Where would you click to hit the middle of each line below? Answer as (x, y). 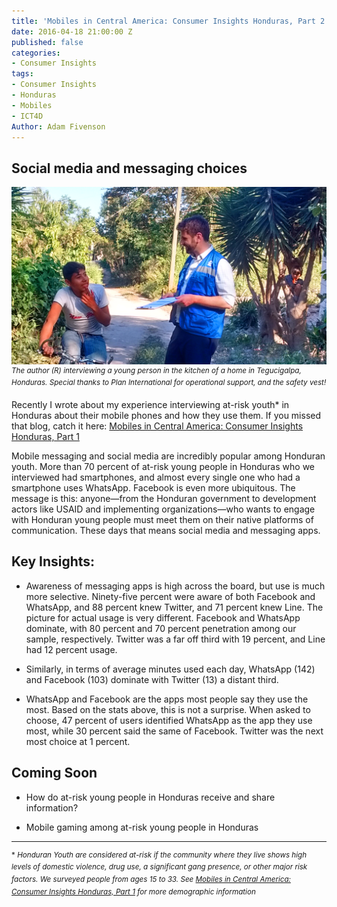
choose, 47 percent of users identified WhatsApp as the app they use (169, 720)
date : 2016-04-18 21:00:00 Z (72, 31)
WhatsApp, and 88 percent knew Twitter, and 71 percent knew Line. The (174, 607)
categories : (36, 53)
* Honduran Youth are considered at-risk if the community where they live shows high (159, 855)
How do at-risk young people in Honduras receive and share (150, 797)
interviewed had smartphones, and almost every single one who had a (156, 477)
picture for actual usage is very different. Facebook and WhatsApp (163, 617)
